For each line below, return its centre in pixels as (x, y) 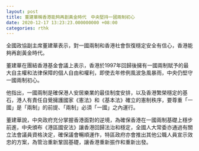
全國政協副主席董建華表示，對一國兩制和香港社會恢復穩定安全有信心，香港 (97, 45)
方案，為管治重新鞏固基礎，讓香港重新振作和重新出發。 (84, 142)
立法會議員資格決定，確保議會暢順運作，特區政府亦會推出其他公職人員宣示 (97, 135)
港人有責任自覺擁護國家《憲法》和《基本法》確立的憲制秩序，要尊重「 (102, 100)
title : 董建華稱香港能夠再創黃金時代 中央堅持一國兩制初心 (70, 17)
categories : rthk (28, 28)
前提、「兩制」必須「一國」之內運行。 (93, 107)
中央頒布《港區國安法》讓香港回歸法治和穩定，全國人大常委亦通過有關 (107, 127)
